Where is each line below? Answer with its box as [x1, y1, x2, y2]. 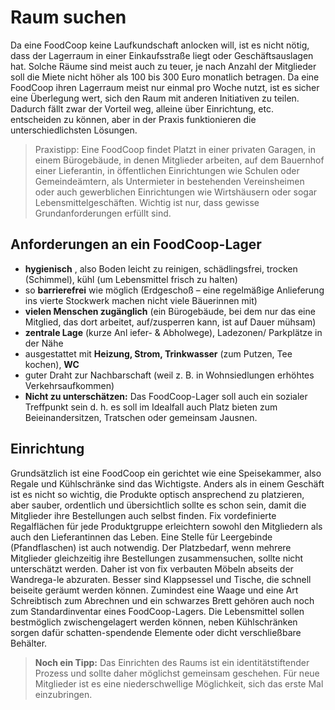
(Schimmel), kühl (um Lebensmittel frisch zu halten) [24, 273, 238, 285]
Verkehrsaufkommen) [24, 379, 115, 391]
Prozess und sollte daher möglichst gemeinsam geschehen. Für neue [34, 667, 320, 679]
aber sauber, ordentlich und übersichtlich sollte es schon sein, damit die [10, 499, 307, 511]
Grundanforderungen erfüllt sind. [34, 207, 172, 219]
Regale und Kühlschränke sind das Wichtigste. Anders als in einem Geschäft [10, 477, 325, 490]
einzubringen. [34, 688, 93, 700]
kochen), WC [24, 358, 80, 370]
